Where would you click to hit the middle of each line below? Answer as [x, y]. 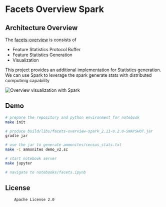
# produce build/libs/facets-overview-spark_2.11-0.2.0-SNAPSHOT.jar [79, 131]
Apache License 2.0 [34, 199]
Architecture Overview [41, 28]
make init [15, 122]
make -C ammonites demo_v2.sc [37, 150]
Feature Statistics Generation [42, 55]
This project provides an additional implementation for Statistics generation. [83, 70]
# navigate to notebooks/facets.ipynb [45, 172]
